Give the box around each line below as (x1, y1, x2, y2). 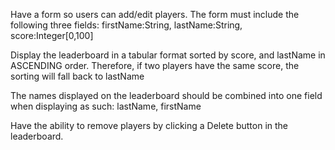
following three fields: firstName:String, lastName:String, (10, 19, 243, 31)
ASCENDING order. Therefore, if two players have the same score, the (10, 60, 300, 71)
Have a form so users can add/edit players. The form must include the (10, 9, 300, 20)
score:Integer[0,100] (10, 30, 94, 41)
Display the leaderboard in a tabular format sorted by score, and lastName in (10, 49, 326, 61)
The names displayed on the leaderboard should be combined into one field (10, 90, 323, 101)
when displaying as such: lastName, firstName (10, 100, 202, 112)
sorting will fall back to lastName (10, 70, 145, 82)
